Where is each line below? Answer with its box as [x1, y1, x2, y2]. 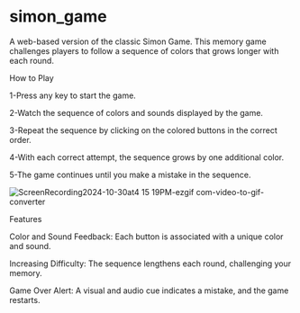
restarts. [9, 294, 41, 305]
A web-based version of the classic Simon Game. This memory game [9, 36, 268, 47]
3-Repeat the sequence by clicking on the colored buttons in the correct [9, 124, 277, 136]
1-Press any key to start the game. [9, 90, 137, 101]
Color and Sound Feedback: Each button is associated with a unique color [9, 231, 284, 242]
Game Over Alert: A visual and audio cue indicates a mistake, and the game [9, 285, 289, 296]
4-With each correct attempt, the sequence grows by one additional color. [9, 151, 285, 163]
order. [9, 134, 32, 145]
